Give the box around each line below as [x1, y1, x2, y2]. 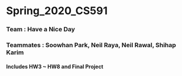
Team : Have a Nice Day [6, 25, 76, 34]
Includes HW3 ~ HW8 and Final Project [6, 63, 103, 70]
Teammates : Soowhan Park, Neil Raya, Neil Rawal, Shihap [6, 41, 176, 49]
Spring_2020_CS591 [6, 4, 108, 18]
